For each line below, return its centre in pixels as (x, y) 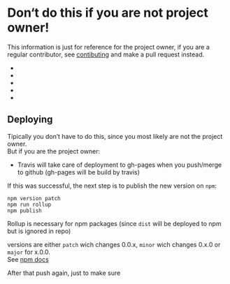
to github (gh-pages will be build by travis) (78, 172)
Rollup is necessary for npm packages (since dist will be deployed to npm (114, 223)
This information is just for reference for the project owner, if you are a (108, 47)
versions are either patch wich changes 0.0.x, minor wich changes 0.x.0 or (114, 244)
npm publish (24, 211)
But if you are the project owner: (54, 151)
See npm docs (28, 259)
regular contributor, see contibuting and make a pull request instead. (106, 54)
